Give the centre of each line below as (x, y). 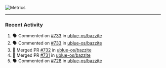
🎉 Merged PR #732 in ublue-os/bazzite (52, 50)
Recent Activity (24, 24)
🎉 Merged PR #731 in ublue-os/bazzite (51, 55)
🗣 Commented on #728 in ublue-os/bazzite (57, 61)
